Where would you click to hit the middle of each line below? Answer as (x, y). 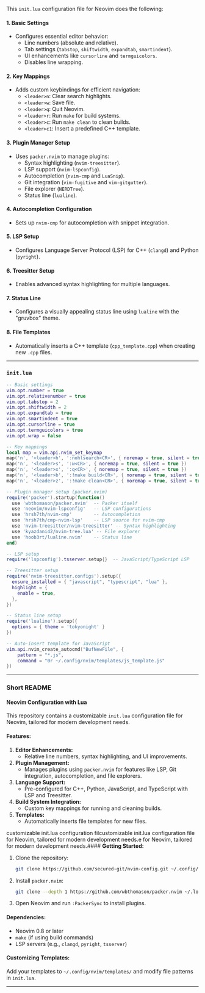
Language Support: (40, 782)
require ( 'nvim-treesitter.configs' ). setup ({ (64, 576)
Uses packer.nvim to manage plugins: (62, 156)
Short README (29, 687)
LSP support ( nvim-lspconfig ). (63, 169)
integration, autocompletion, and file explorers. (83, 776)
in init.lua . (21, 978)
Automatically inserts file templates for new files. (85, 821)
